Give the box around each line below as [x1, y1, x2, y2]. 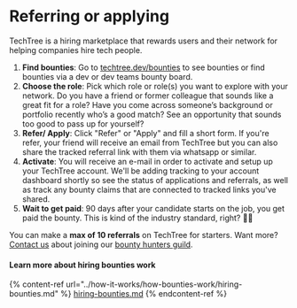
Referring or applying [9, 6, 170, 27]
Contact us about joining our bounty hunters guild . [9, 239, 193, 250]
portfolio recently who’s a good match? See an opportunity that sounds [21, 109, 282, 119]
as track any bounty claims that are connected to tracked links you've [21, 184, 277, 195]
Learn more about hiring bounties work [9, 259, 156, 270]
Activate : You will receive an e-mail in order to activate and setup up [21, 156, 273, 166]
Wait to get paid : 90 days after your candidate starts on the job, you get [21, 203, 285, 213]
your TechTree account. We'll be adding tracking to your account [21, 166, 260, 176]
